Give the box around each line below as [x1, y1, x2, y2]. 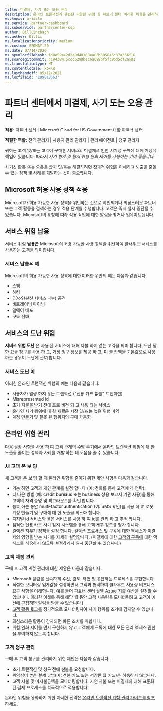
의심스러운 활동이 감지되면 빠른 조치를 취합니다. [12, 618, 102, 624]
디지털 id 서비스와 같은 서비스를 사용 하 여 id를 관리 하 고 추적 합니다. [12, 516, 142, 522]
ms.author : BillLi [5, 35, 42, 39]
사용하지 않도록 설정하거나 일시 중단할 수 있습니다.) [25, 540, 121, 546]
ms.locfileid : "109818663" [5, 75, 60, 80]
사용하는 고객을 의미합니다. [5, 247, 56, 253]
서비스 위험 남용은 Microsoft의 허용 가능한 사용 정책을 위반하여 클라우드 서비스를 [5, 241, 158, 247]
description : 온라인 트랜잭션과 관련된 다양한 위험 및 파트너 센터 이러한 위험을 [5, 12, 146, 17]
